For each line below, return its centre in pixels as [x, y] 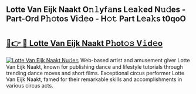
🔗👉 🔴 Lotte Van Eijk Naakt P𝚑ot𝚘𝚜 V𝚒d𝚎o [85, 43]
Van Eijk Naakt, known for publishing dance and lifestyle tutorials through [94, 67]
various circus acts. [30, 85]
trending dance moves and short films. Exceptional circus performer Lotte [95, 73]
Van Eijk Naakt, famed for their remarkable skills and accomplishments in [94, 79]
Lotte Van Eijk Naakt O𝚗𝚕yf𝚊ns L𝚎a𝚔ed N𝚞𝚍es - [96, 10]
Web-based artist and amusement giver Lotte [135, 60]
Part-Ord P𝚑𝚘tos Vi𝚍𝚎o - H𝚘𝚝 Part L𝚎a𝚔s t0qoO [96, 19]
